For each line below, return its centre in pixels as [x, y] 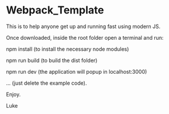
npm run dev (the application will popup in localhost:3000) [77, 71]
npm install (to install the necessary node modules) [68, 49]
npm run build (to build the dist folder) [52, 60]
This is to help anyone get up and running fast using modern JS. [83, 26]
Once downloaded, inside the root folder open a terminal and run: [85, 37]
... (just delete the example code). [46, 83]
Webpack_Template [55, 10]
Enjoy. [13, 94]
